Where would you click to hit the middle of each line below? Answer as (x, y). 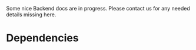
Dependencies (42, 38)
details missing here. (31, 15)
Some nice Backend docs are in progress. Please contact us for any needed (98, 8)
